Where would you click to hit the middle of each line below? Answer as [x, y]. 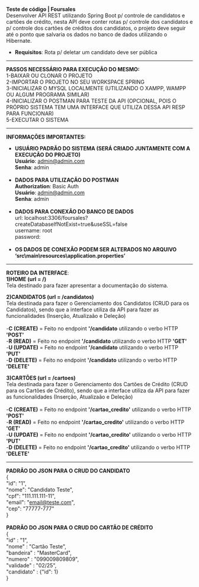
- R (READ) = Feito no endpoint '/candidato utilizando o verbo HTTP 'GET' [97, 341]
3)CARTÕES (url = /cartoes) [41, 378]
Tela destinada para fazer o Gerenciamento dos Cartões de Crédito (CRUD [97, 384]
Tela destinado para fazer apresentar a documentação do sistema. [87, 285]
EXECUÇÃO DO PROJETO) [48, 155]
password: [28, 237]
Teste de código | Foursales [41, 9]
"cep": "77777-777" [30, 509]
